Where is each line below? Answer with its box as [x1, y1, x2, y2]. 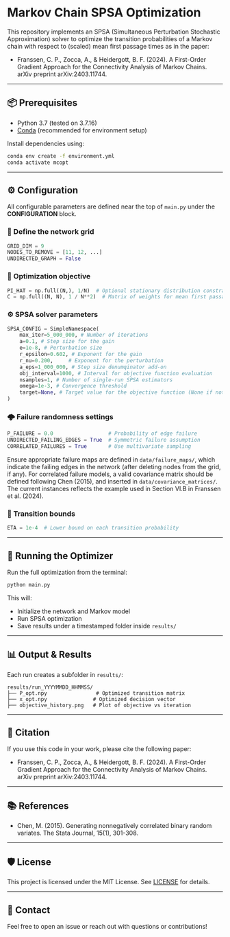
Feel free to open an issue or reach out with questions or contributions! [7, 922, 207, 930]
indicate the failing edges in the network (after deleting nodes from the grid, [7, 463, 221, 471]
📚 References [7, 800, 69, 811]
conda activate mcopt [7, 159, 69, 166]
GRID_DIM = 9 [7, 242, 44, 250]
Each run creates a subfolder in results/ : [7, 670, 123, 678]
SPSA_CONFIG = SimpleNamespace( [7, 325, 99, 332]
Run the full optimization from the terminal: [7, 568, 128, 576]
